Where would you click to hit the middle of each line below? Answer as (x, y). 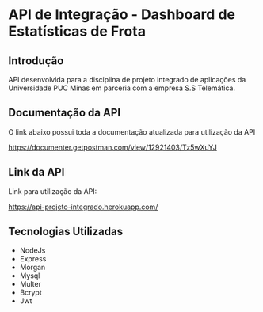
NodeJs (32, 250)
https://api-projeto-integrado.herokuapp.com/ (83, 207)
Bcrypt (30, 293)
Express (33, 259)
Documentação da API (65, 113)
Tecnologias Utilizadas (66, 232)
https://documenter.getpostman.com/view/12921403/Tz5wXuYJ (113, 147)
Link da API (36, 172)
